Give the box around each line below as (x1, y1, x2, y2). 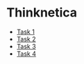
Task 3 (16, 42, 36, 50)
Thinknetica (6, 5, 78, 21)
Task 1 (16, 28, 35, 36)
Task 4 (16, 50, 36, 58)
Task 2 (16, 34, 36, 43)
